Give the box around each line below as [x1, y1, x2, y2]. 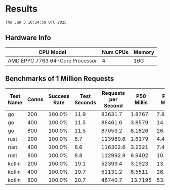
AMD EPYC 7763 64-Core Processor [8, 57, 97, 64]
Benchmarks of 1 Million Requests [5, 74, 114, 83]
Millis [134, 99, 148, 106]
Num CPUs [102, 49, 129, 56]
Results [5, 3, 38, 15]
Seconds [74, 99, 97, 106]
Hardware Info [5, 33, 52, 42]
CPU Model [38, 49, 67, 56]
